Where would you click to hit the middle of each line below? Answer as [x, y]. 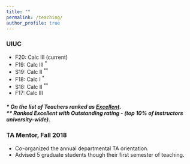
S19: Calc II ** [31, 71]
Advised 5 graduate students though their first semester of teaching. [99, 154]
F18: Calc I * [30, 79]
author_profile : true [33, 23]
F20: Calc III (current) [41, 57]
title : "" [19, 12]
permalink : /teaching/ [34, 17]
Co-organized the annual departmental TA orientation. [82, 148]
